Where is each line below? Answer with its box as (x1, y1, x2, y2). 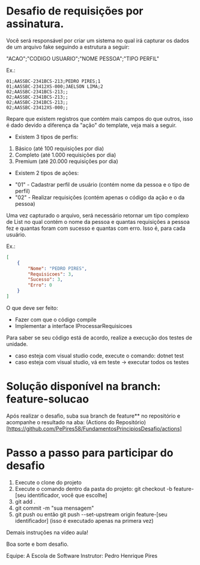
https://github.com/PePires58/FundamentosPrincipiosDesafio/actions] (8, 425, 182, 432)
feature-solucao (6, 392, 89, 406)
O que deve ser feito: (6, 304, 58, 311)
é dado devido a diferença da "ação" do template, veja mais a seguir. (6, 122, 177, 129)
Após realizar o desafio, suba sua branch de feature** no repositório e (6, 412, 181, 419)
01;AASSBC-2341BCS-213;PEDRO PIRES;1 (6, 78, 101, 84)
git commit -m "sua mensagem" (14, 504, 94, 511)
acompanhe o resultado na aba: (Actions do (6, 418, 115, 425)
